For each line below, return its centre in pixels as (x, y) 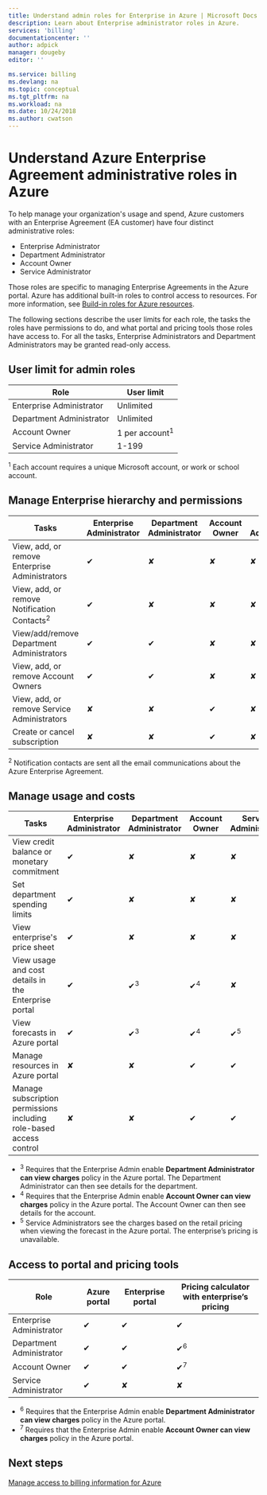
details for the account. (58, 1213)
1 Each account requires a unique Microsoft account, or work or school (124, 466)
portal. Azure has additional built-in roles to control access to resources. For (133, 295)
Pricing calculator (216, 1287)
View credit (33, 842)
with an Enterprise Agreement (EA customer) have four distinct (111, 222)
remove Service (42, 709)
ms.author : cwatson (41, 119)
